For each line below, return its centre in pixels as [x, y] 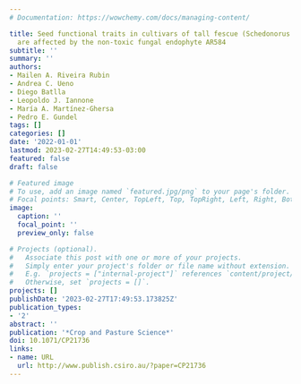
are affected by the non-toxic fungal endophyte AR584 [122, 42]
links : [21, 349]
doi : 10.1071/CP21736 [50, 341]
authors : [26, 67]
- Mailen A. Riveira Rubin [60, 76]
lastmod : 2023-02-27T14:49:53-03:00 [77, 150]
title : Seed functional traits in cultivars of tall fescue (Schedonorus [150, 34]
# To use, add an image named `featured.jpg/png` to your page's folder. [150, 192]
